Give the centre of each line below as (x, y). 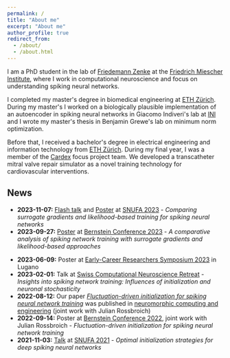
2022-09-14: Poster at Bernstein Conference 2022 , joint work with (112, 318)
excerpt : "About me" (37, 26)
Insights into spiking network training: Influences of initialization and (114, 281)
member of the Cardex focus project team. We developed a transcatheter (111, 156)
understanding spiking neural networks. (64, 86)
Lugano (28, 266)
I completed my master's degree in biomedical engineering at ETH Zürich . (112, 99)
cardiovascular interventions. (48, 171)
